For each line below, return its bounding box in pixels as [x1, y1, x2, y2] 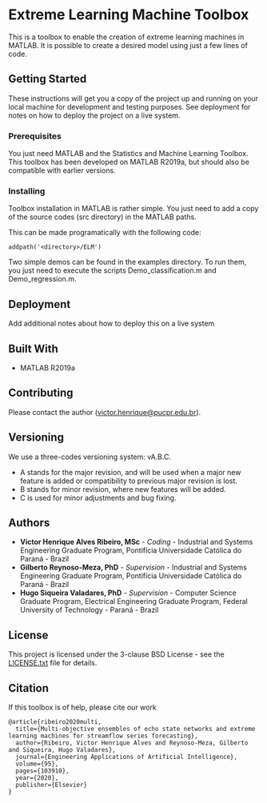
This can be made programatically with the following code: [8, 228, 201, 238]
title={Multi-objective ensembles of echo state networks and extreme [15, 725, 256, 733]
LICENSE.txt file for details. [8, 658, 98, 668]
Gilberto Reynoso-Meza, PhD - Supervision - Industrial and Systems [19, 562, 248, 573]
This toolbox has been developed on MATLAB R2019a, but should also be [8, 158, 250, 167]
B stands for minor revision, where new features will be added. [19, 484, 226, 493]
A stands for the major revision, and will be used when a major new [19, 467, 241, 477]
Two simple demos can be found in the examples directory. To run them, [8, 258, 247, 267]
